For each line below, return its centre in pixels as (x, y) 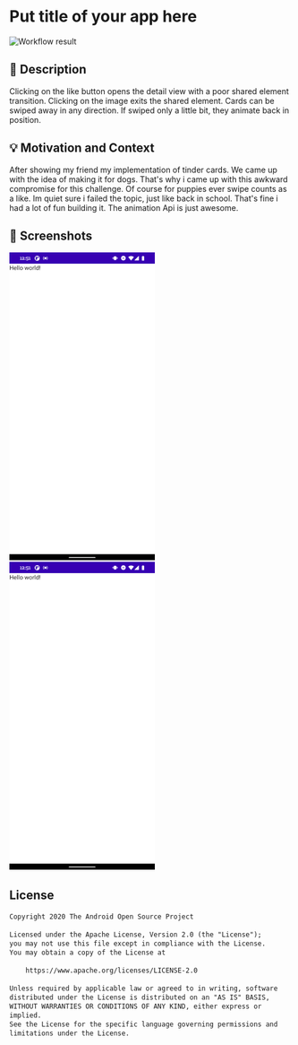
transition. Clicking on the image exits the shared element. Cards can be (142, 100)
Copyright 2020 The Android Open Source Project (102, 917)
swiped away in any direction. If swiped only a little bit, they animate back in (149, 110)
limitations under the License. (69, 1033)
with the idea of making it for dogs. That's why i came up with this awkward (149, 179)
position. (26, 119)
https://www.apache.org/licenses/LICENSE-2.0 (112, 971)
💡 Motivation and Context (82, 148)
